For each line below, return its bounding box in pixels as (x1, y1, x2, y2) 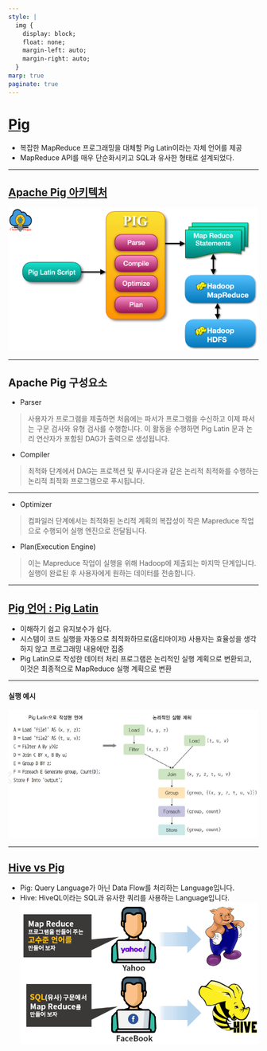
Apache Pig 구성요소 (8, 376, 108, 390)
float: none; (22, 38, 66, 46)
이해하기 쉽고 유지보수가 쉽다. (19, 624, 112, 633)
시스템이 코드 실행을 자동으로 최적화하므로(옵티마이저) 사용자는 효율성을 (19, 634, 242, 644)
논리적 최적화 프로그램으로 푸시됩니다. (27, 476, 145, 486)
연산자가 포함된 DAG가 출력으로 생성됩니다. (36, 434, 170, 444)
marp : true (8, 72, 44, 80)
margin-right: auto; (22, 55, 91, 63)
